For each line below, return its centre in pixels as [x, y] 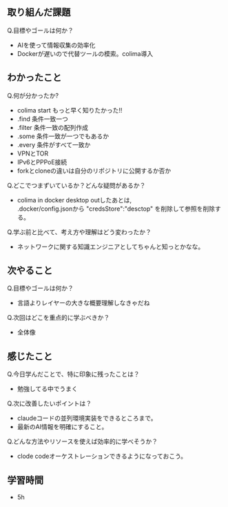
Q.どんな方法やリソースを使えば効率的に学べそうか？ [83, 441]
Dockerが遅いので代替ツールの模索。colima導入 [85, 53]
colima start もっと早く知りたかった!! [70, 110]
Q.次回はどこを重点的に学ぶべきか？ [59, 318]
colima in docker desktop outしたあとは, [74, 200]
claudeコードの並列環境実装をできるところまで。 [87, 418]
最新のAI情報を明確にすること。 [62, 427]
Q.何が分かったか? [33, 95]
